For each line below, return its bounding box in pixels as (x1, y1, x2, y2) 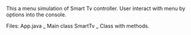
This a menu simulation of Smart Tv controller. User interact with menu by (6, 5, 186, 12)
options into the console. (6, 11, 67, 18)
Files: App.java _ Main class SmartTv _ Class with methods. (6, 23, 150, 29)
